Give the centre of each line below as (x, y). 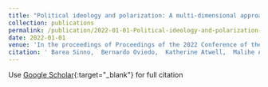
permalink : (26, 30)
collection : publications (51, 23)
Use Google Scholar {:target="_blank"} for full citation (96, 75)
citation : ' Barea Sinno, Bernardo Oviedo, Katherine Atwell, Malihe (132, 52)
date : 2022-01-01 (37, 38)
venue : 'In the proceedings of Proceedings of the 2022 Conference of (128, 45)
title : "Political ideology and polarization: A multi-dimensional (123, 15)
